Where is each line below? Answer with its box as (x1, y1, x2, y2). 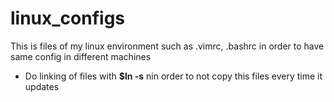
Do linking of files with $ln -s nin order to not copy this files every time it (24, 70, 323, 82)
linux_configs (10, 7, 126, 30)
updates (24, 80, 60, 92)
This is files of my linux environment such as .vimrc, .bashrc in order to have (10, 40, 325, 52)
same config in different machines (10, 50, 152, 62)
